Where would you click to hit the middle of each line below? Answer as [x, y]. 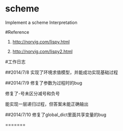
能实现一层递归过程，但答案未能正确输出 [47, 104]
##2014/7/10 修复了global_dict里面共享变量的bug [56, 115]
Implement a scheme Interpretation [41, 22]
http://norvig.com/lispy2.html [42, 51]
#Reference [17, 32]
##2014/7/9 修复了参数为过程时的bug [44, 83]
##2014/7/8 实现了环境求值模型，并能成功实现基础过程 [62, 72]
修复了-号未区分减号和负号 [32, 93]
